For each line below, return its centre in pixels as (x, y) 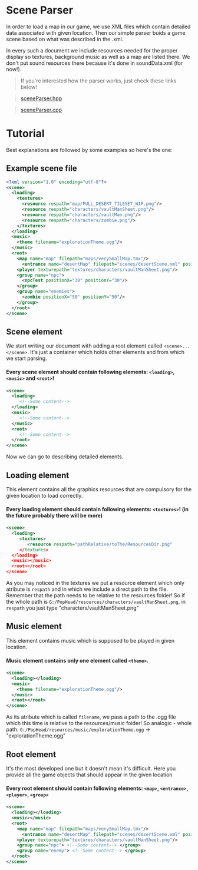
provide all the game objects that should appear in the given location (89, 775)
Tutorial (26, 134)
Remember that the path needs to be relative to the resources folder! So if (96, 596)
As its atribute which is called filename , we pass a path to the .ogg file (91, 717)
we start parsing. (27, 358)
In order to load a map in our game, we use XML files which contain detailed (98, 27)
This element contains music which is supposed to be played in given (90, 640)
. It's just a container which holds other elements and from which (106, 352)
